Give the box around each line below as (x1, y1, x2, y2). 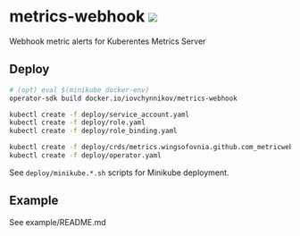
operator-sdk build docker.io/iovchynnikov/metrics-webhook (9, 94, 238, 103)
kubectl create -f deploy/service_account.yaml (9, 110, 190, 119)
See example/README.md (9, 216, 107, 227)
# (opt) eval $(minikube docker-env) (9, 85, 150, 95)
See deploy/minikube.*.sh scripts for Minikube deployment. (9, 167, 229, 178)
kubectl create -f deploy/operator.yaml (9, 151, 162, 160)
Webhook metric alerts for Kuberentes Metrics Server (9, 36, 206, 46)
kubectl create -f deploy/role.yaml (9, 118, 146, 127)
